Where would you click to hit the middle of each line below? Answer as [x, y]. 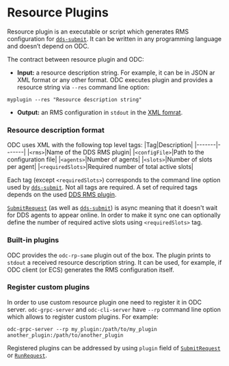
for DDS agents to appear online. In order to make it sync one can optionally [114, 215]
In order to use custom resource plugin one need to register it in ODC [104, 302]
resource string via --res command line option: [83, 87]
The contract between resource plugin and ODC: [76, 59]
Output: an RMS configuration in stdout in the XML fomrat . [100, 112]
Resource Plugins [58, 13]
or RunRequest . [27, 355]
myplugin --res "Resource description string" [75, 100]
